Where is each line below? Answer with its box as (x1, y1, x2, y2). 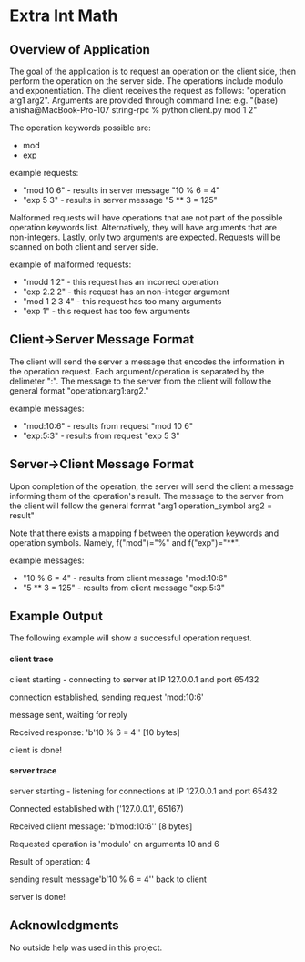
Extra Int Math (9, 5, 118, 26)
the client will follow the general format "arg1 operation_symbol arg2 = (9, 500, 273, 511)
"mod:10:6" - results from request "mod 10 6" (22, 420, 194, 431)
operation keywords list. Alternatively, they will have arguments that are (9, 222, 278, 232)
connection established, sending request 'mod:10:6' (9, 691, 205, 702)
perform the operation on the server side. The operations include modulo (9, 76, 284, 87)
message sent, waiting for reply (9, 709, 128, 720)
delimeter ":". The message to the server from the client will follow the (9, 375, 272, 386)
